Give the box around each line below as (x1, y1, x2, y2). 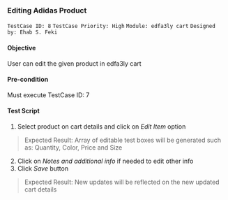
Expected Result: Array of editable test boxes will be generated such (24, 136, 222, 144)
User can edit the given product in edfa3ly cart (7, 59, 142, 68)
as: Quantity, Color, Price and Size (24, 143, 123, 152)
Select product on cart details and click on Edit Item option (17, 122, 186, 131)
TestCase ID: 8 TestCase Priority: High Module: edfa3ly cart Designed (7, 23, 216, 30)
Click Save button (17, 164, 68, 173)
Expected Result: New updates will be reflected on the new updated (24, 178, 220, 186)
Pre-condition (7, 76, 49, 84)
